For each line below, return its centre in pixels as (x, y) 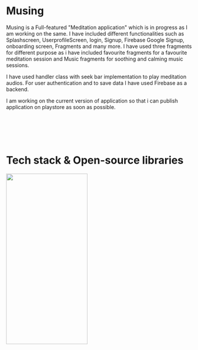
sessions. (18, 65)
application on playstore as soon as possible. (61, 107)
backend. (17, 89)
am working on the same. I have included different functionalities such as (95, 33)
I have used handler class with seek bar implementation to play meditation (96, 77)
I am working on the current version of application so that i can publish (92, 101)
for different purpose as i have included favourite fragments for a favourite (97, 52)
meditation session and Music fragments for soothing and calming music (95, 59)
